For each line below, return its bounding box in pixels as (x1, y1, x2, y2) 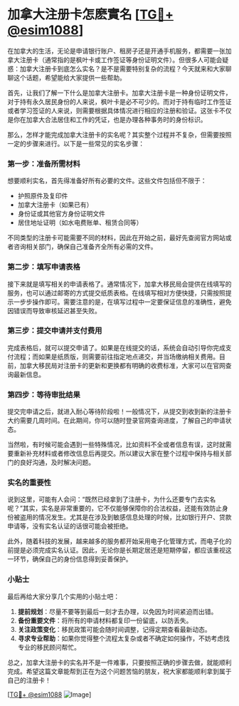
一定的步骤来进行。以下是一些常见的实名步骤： (7, 139, 144, 148)
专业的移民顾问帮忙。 (17, 643, 80, 651)
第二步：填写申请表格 (7, 262, 80, 272)
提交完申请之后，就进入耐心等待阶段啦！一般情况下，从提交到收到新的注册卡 (7, 407, 232, 416)
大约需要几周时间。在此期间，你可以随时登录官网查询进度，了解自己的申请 (7, 416, 225, 425)
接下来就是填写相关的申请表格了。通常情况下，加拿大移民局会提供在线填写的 (7, 280, 232, 288)
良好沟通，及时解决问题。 (19, 458, 95, 467)
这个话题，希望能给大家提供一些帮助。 (13, 73, 126, 82)
